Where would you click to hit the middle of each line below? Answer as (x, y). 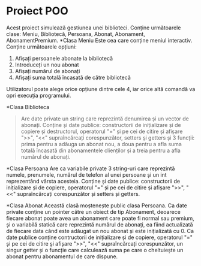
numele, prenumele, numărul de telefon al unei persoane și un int (86, 174)
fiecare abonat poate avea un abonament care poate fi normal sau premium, (100, 218)
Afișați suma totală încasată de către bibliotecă (73, 77)
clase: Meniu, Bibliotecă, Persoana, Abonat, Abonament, (76, 34)
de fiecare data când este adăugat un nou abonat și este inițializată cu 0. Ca (100, 231)
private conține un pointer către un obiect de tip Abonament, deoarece (94, 211)
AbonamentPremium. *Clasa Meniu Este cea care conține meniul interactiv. (99, 40)
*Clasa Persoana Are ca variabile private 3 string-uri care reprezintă (91, 168)
